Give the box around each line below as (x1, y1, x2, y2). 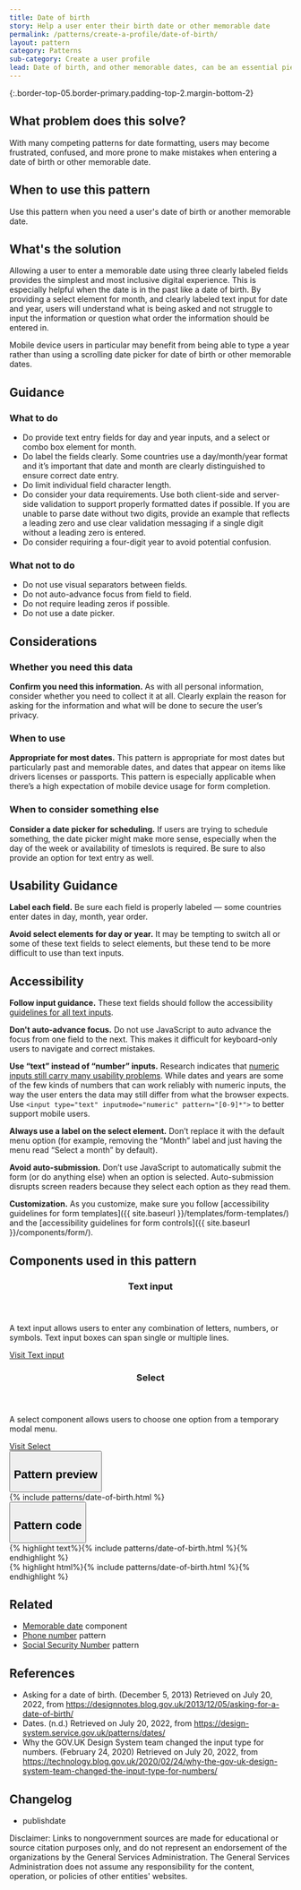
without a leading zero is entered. (21, 528, 146, 537)
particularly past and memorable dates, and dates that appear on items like (9, 762, 287, 773)
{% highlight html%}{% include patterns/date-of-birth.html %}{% (9, 1561, 251, 1572)
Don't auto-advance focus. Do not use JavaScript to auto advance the (9, 1025, 271, 1035)
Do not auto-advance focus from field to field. (21, 588, 193, 600)
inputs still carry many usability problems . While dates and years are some (9, 1070, 284, 1081)
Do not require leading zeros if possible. (21, 598, 170, 609)
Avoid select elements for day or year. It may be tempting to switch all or (9, 929, 280, 940)
